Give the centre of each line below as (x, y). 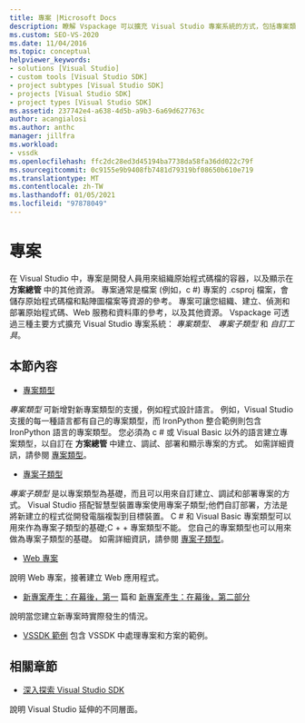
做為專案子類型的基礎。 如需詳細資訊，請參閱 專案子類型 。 (119, 539)
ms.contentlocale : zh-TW (56, 187)
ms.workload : (34, 144)
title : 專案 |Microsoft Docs (63, 18)
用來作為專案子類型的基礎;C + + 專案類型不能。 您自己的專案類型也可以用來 (151, 527)
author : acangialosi (49, 119)
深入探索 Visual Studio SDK (74, 690)
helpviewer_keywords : (50, 60)
